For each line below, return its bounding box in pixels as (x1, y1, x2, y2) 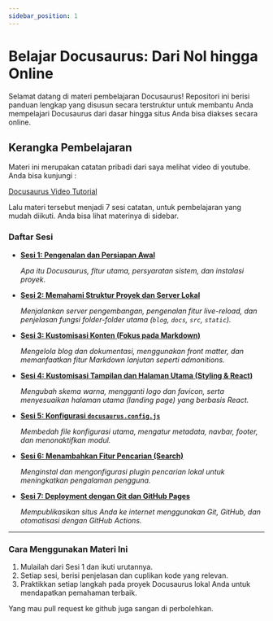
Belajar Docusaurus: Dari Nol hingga (8, 46, 258, 65)
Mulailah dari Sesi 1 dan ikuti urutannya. (19, 562, 153, 571)
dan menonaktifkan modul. (19, 435, 111, 444)
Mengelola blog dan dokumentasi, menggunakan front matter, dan (19, 346, 245, 356)
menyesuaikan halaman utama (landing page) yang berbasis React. (19, 395, 249, 405)
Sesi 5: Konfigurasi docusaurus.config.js (19, 410, 161, 420)
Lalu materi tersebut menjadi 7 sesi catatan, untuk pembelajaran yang (8, 203, 242, 212)
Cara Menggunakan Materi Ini (8, 543, 128, 554)
